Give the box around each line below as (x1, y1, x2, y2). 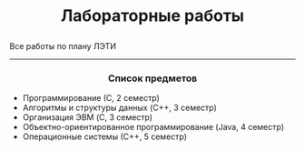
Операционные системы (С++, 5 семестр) (22, 131, 188, 142)
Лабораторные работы (60, 5, 245, 26)
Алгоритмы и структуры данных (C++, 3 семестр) (22, 102, 218, 114)
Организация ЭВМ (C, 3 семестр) (22, 112, 152, 123)
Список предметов (107, 72, 198, 85)
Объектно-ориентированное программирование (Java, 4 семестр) (22, 122, 284, 133)
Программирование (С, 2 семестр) (22, 93, 161, 104)
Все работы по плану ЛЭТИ (9, 41, 116, 52)
